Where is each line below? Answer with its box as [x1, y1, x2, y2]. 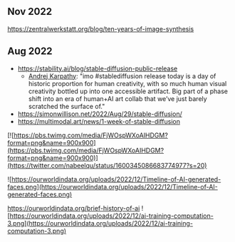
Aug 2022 [7, 46, 53, 58]
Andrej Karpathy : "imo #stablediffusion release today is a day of [28, 71, 216, 80]
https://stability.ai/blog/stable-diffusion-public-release [17, 64, 178, 73]
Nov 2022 [7, 6, 52, 18]
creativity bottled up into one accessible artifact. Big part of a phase [28, 87, 229, 95]
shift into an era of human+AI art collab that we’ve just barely [28, 94, 208, 102]
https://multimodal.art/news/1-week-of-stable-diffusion [17, 117, 180, 125]
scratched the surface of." [28, 102, 105, 110]
